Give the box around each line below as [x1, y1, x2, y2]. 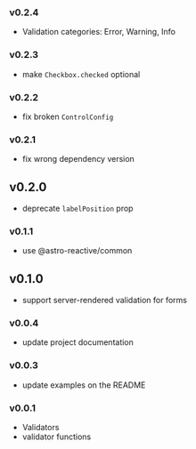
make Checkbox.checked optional [21, 68, 141, 79]
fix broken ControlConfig [21, 111, 114, 122]
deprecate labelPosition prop [21, 203, 134, 213]
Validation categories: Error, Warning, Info [21, 27, 176, 37]
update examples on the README [21, 380, 146, 390]
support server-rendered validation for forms [21, 295, 188, 306]
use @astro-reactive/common [21, 245, 133, 256]
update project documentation [21, 337, 134, 348]
